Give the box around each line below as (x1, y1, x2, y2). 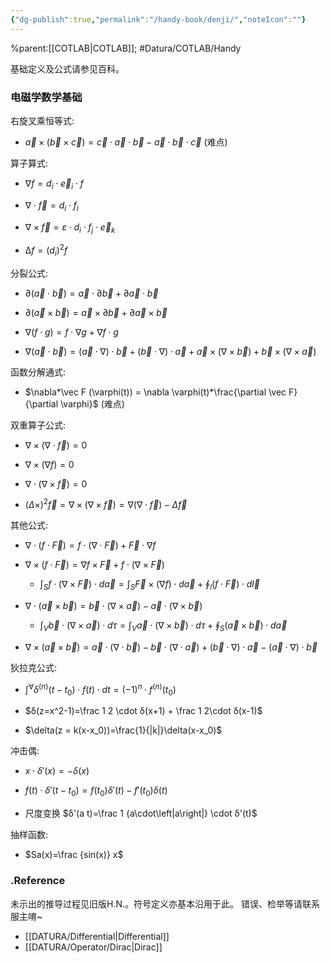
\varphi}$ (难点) (60, 397, 125, 410)
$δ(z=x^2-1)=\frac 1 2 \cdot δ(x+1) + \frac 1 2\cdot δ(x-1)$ (24, 705, 263, 717)
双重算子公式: (10, 419, 67, 431)
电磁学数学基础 (10, 90, 83, 104)
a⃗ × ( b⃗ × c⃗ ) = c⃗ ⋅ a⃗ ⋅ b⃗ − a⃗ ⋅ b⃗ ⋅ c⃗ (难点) (24, 136, 228, 148)
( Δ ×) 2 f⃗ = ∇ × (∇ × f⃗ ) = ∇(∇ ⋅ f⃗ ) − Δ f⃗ (24, 497, 188, 511)
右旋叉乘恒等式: (10, 114, 75, 126)
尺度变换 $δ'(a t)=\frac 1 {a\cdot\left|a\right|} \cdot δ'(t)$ (24, 807, 258, 820)
